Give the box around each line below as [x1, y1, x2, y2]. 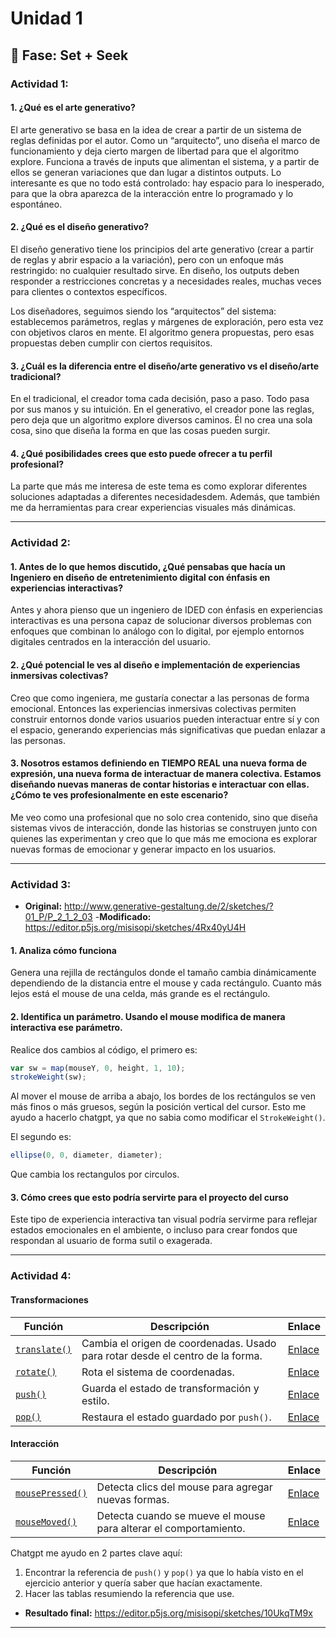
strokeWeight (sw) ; [10, 1072, 87, 1082]
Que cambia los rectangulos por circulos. [10, 1168, 180, 1181]
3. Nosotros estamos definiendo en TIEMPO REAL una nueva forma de [10, 757, 308, 769]
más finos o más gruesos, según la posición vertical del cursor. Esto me [10, 1101, 307, 1113]
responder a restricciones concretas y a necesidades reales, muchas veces [10, 275, 322, 287]
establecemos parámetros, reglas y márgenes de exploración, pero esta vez [10, 315, 324, 327]
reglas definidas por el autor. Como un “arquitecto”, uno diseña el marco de [10, 134, 321, 146]
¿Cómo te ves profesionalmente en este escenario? [10, 789, 229, 801]
